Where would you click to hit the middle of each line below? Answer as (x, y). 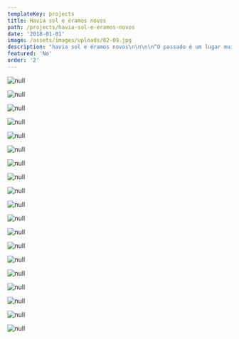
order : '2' (23, 60)
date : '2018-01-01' (36, 34)
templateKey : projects (41, 14)
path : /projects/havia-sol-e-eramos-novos (71, 27)
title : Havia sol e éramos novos (57, 21)
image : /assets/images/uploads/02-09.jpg (70, 41)
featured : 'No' (30, 54)
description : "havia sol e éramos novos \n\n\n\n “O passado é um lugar (114, 47)
